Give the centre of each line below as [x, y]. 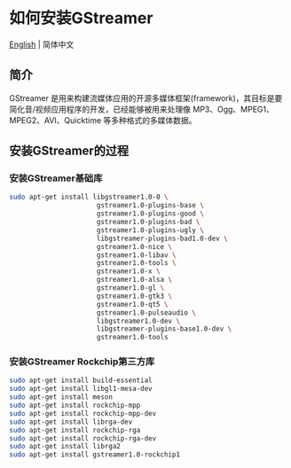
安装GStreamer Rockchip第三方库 [82, 362]
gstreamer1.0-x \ [129, 271]
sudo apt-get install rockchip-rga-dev [83, 438]
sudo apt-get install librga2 [65, 447]
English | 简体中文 [42, 44]
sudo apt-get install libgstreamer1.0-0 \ [89, 197]
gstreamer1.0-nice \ [134, 246]
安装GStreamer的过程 [69, 151]
